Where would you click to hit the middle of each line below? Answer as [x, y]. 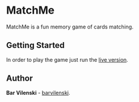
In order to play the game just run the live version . [67, 59]
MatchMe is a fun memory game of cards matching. [70, 27]
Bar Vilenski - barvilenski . [38, 93]
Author [19, 79]
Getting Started [35, 45]
